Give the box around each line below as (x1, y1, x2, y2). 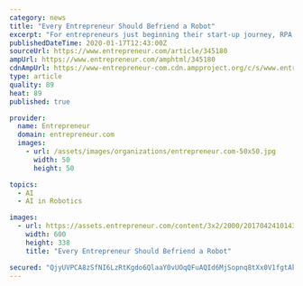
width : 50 (32, 155, 70, 164)
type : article (9, 72, 63, 81)
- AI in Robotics (17, 197, 83, 206)
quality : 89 (9, 80, 54, 89)
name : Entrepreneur (17, 122, 91, 131)
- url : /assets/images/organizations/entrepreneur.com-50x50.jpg (25, 147, 277, 156)
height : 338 (25, 238, 70, 247)
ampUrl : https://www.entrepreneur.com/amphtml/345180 (9, 55, 216, 64)
